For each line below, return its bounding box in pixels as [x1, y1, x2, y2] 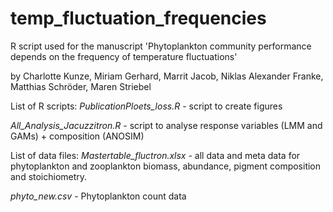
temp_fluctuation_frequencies [10, 7, 267, 30]
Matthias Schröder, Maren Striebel [10, 80, 152, 92]
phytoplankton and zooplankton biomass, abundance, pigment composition [10, 160, 322, 172]
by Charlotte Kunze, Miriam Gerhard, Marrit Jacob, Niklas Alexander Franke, [10, 70, 324, 82]
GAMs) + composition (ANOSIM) [10, 130, 145, 142]
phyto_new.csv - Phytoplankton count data [10, 190, 187, 202]
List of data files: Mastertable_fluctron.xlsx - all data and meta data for [10, 149, 301, 161]
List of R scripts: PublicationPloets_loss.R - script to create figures [10, 100, 283, 112]
